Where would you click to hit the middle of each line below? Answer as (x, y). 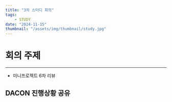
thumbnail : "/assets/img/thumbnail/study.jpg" (56, 29)
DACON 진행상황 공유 (38, 93)
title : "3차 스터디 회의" (30, 10)
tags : (11, 15)
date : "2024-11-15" (26, 24)
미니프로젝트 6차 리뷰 (34, 76)
